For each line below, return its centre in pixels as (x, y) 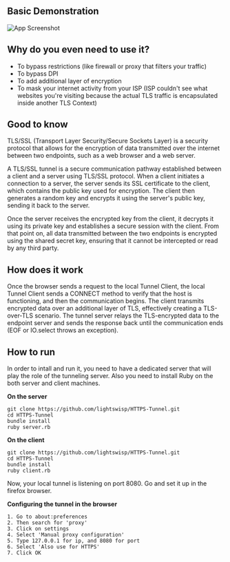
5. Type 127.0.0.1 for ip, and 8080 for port (73, 541)
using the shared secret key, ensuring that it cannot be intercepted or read (113, 241)
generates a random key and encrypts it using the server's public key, (106, 198)
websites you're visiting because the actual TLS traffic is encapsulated (117, 95)
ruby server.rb (29, 427)
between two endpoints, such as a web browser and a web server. (102, 156)
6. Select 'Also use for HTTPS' (53, 547)
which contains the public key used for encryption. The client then (101, 191)
